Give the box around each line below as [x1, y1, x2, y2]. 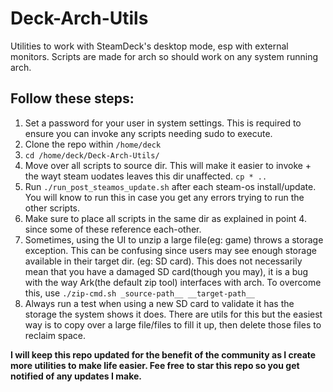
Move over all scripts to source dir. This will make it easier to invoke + [24, 159, 312, 171]
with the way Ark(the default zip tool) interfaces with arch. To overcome [24, 276, 322, 288]
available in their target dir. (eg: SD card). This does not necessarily [24, 255, 303, 267]
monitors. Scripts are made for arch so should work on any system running [10, 50, 318, 62]
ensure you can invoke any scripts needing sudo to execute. [24, 127, 273, 139]
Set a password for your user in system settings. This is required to [24, 117, 302, 129]
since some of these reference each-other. [24, 223, 202, 235]
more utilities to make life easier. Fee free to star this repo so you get [10, 359, 300, 371]
